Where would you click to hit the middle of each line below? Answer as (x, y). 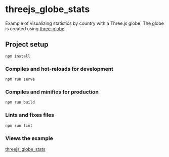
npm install (18, 56)
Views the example (29, 138)
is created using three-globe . (35, 28)
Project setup (27, 45)
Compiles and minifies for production (52, 92)
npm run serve (20, 79)
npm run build (20, 102)
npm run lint (19, 125)
